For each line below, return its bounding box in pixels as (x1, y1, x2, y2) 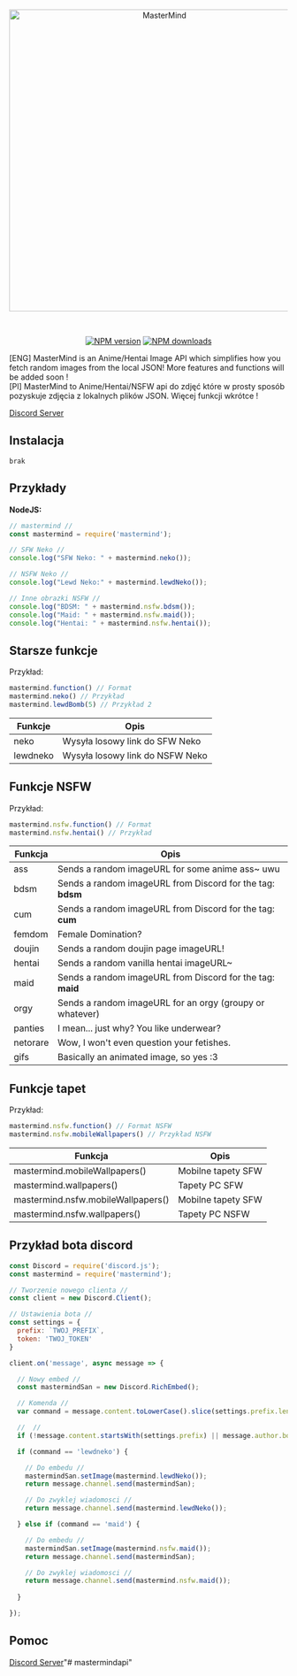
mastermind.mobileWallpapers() (13, 1165, 147, 1177)
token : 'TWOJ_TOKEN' (17, 1334, 93, 1343)
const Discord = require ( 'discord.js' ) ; (9, 1261, 161, 1270)
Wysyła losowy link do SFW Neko (62, 734, 202, 747)
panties (13, 1022, 45, 1034)
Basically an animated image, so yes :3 (57, 1051, 218, 1064)
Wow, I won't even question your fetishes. (57, 1036, 232, 1049)
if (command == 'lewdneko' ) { (17, 1447, 128, 1456)
